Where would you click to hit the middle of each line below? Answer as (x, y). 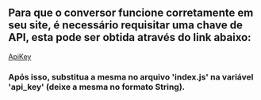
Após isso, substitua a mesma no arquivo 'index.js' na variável (131, 76)
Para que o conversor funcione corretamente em (131, 13)
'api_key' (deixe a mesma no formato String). (97, 87)
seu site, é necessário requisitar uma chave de (126, 26)
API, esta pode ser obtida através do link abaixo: (130, 37)
